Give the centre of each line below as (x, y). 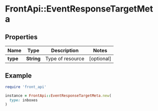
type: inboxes (24, 100)
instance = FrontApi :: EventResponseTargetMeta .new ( (58, 96)
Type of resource (65, 59)
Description (65, 50)
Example (18, 76)
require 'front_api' (26, 87)
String (33, 59)
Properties (21, 37)
